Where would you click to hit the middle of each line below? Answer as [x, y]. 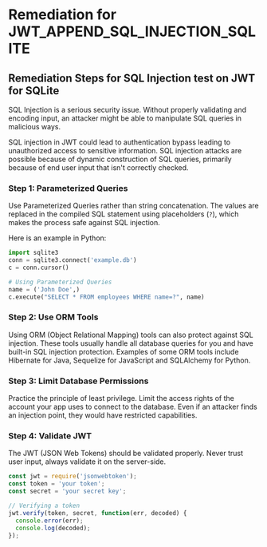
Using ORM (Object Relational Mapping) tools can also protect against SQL [131, 335]
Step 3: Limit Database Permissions [79, 381]
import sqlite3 [33, 253]
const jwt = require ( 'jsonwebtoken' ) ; [73, 477]
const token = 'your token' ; [57, 484]
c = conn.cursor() [39, 268]
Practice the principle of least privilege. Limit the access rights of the [122, 398]
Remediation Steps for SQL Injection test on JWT [132, 78]
